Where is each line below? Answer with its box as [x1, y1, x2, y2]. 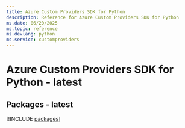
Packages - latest [6, 99, 74, 109]
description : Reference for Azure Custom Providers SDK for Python [6, 14, 180, 20]
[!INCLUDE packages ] [6, 115, 61, 122]
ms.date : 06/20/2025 [6, 20, 58, 26]
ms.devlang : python [6, 31, 55, 37]
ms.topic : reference [6, 25, 58, 32]
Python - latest [6, 76, 83, 89]
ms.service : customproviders [6, 37, 80, 43]
